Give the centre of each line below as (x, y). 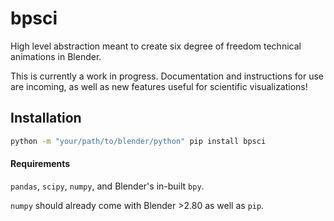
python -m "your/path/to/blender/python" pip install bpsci (138, 141)
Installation (46, 118)
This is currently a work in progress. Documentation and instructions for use (167, 76)
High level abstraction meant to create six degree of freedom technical (156, 46)
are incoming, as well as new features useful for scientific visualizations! (159, 86)
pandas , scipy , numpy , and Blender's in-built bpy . (107, 186)
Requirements (40, 164)
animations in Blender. (56, 56)
